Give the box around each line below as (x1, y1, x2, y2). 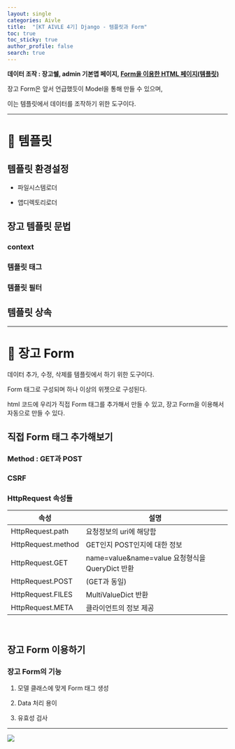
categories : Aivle (7, 17, 61, 24)
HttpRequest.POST (10, 576, 73, 586)
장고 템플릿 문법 (7, 220, 71, 232)
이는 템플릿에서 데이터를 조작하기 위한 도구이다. (7, 99, 136, 107)
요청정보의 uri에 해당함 (85, 527, 157, 537)
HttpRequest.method (10, 540, 79, 550)
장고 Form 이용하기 (7, 644, 86, 656)
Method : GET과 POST (7, 454, 83, 464)
